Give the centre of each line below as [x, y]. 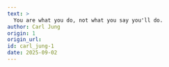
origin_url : [24, 40]
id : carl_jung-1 [31, 46]
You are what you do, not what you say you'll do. [88, 20]
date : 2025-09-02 [32, 53]
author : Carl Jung [34, 27]
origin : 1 [22, 33]
